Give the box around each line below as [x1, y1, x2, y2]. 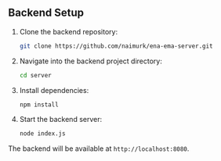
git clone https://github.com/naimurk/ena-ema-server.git [19, 42, 213, 50]
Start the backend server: [19, 115, 103, 124]
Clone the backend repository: [19, 27, 118, 36]
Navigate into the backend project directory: [19, 56, 162, 66]
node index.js [19, 130, 66, 138]
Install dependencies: [19, 85, 89, 95]
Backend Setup [8, 6, 85, 20]
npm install [19, 101, 59, 109]
